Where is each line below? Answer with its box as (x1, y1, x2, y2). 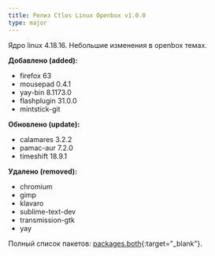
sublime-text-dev (19, 207, 76, 216)
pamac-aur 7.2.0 (19, 143, 73, 152)
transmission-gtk (19, 215, 75, 225)
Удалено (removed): (8, 166, 77, 176)
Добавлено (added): (8, 56, 79, 65)
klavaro (19, 198, 44, 208)
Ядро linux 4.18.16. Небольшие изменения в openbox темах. (8, 40, 207, 49)
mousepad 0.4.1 (19, 79, 71, 89)
